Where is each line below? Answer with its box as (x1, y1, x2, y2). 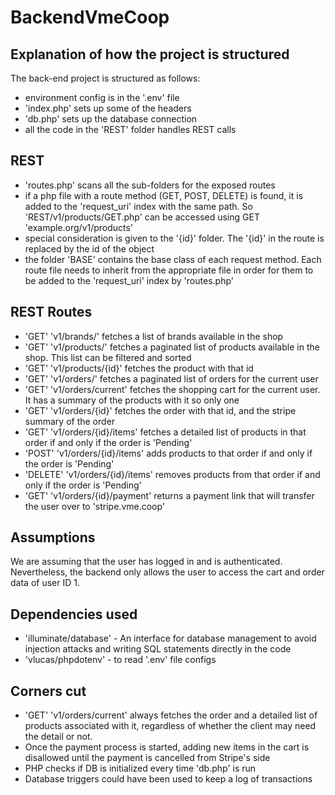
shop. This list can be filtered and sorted (24, 351, 192, 363)
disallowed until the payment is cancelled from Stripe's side (24, 752, 271, 764)
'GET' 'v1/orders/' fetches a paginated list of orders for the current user (24, 372, 319, 385)
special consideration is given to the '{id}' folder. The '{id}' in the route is (24, 232, 325, 244)
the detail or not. (24, 731, 93, 743)
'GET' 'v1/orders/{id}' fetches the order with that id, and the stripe (24, 404, 297, 416)
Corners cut (10, 682, 87, 700)
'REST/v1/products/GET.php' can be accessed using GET (24, 211, 260, 223)
